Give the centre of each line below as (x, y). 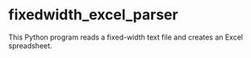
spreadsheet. (30, 45)
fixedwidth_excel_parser (94, 15)
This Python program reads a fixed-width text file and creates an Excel (126, 37)
